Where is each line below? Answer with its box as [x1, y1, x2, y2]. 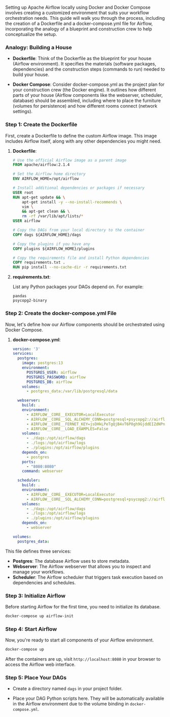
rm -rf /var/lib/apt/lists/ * [22, 214, 84, 219]
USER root [12, 190, 34, 195]
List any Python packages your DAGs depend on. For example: [12, 284, 144, 290]
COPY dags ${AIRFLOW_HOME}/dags [12, 232, 81, 237]
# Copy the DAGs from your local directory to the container [12, 228, 145, 233]
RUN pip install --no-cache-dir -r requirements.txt [12, 265, 127, 270]
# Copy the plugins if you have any [12, 241, 90, 247]
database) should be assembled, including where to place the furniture [12, 97, 161, 104]
